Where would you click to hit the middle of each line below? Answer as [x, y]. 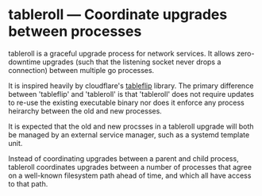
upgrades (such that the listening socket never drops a [132, 62]
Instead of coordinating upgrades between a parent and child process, [124, 158]
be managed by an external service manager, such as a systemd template [129, 135]
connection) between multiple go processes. [81, 70]
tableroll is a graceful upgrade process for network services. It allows [122, 53]
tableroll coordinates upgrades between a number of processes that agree [130, 167]
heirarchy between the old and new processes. [85, 111]
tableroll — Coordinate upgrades [118, 15]
